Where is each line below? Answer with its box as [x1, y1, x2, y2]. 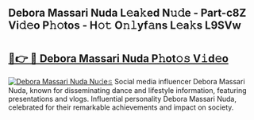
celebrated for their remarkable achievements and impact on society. [8, 103, 234, 112]
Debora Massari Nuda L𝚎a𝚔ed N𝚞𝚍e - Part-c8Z [8, 6, 247, 20]
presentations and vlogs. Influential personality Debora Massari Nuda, [8, 95, 237, 103]
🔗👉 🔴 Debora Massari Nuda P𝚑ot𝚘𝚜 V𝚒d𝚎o [8, 52, 229, 65]
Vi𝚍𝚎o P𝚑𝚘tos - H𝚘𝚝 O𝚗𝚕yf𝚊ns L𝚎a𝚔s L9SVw [8, 19, 242, 33]
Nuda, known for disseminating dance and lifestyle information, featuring [8, 86, 248, 95]
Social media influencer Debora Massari [114, 77, 245, 86]
